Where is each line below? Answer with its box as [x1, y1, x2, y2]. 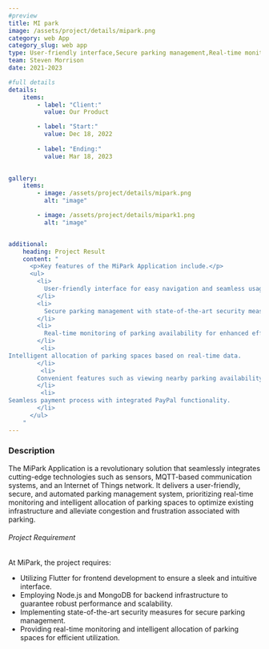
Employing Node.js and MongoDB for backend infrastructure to [19, 591, 228, 599]
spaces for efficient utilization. [19, 633, 120, 642]
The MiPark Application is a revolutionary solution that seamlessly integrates [8, 463, 261, 473]
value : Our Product [43, 108, 110, 116]
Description [8, 445, 55, 457]
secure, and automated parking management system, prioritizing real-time [8, 489, 254, 498]
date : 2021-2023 [8, 64, 62, 72]
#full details [8, 78, 56, 87]
